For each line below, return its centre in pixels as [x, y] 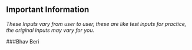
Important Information [48, 10]
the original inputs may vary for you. [50, 30]
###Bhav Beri [23, 41]
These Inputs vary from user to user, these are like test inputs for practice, [96, 24]
